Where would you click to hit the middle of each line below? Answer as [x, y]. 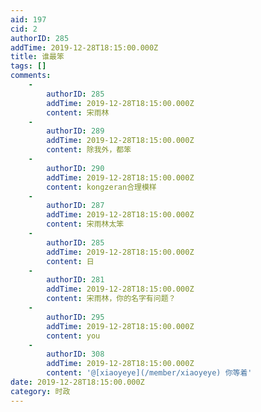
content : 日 [70, 261]
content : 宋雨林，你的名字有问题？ [111, 299]
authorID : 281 [75, 280]
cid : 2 [24, 29]
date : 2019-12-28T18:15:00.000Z [77, 382]
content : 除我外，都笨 [89, 150]
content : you [73, 336]
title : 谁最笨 [37, 57]
